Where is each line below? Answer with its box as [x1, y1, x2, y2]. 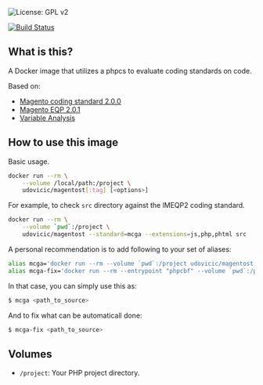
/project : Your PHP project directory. [19, 369, 140, 378]
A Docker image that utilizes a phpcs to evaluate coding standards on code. [8, 66, 252, 75]
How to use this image [8, 136, 119, 149]
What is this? [8, 45, 74, 59]
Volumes [8, 347, 52, 361]
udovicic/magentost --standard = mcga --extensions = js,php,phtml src [22, 231, 247, 238]
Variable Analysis [19, 113, 76, 122]
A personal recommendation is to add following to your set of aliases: [8, 244, 232, 254]
